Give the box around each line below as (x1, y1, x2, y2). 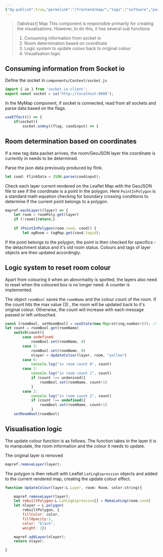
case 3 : (22, 344, 38, 348)
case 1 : (22, 366, 38, 371)
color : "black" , (22, 521, 55, 526)
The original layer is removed (5, 453, 63, 458)
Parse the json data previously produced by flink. (5, 165, 103, 171)
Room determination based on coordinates (5, 137, 137, 146)
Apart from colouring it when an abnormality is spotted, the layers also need (5, 277, 157, 282)
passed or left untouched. (5, 312, 57, 317)
